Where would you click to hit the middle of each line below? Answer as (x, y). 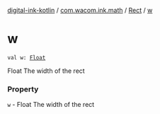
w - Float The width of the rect (51, 105)
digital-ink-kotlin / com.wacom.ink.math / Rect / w (80, 10)
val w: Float (27, 57)
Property (23, 89)
